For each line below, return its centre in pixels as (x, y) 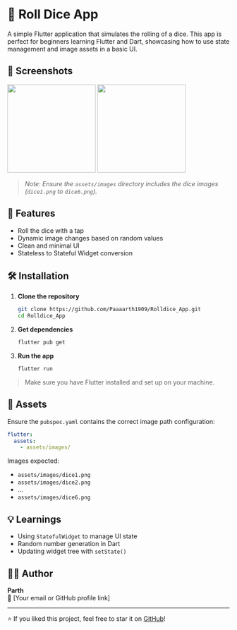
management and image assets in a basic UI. (72, 49)
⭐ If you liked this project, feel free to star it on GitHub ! (86, 618)
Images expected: (34, 461)
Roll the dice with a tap (51, 230)
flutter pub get (41, 343)
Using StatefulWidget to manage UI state (77, 536)
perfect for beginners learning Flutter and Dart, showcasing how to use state (119, 41)
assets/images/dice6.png (54, 498)
